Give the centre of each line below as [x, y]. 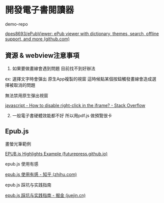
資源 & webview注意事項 [42, 55]
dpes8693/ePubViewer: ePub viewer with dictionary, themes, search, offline [82, 34]
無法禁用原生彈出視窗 [27, 95]
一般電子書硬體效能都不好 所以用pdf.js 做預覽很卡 [62, 115]
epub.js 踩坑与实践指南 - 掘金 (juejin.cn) [45, 195]
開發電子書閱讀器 [40, 10]
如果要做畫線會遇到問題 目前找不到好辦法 [54, 68]
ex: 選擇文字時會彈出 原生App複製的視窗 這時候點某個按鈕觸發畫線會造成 [79, 79]
